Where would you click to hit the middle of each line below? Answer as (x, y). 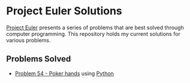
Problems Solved (39, 59)
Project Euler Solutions (64, 11)
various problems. (28, 40)
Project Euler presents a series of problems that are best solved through (95, 27)
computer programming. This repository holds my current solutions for (94, 33)
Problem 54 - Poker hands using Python (64, 73)
